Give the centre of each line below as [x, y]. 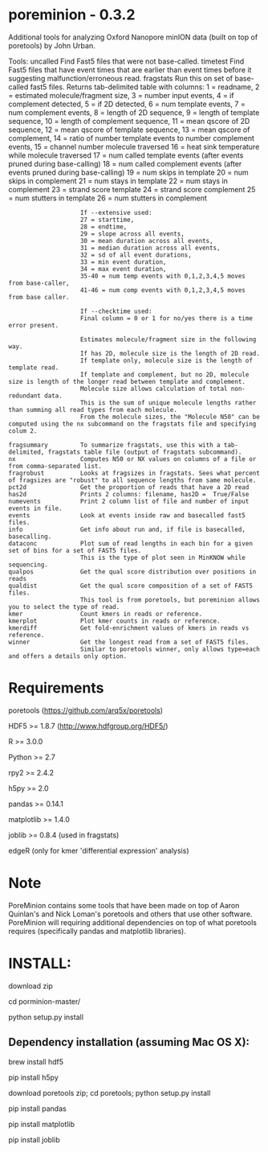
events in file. [35, 508]
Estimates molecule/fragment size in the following [168, 339]
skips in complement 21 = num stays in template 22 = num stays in [118, 181]
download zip [31, 985]
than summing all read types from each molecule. [93, 409]
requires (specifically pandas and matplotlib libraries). [97, 931]
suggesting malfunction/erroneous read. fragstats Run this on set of [121, 78]
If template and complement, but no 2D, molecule [164, 374]
